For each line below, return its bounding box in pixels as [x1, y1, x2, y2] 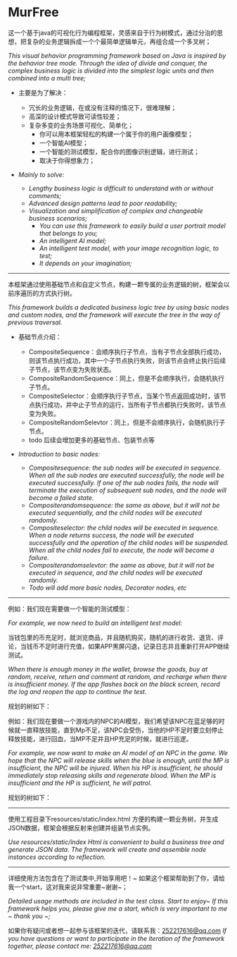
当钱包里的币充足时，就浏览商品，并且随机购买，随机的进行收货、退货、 [8, 633, 217, 642]
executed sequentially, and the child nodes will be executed [28, 508, 203, 517]
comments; [28, 191, 62, 200]
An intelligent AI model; [39, 236, 107, 245]
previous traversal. [8, 318, 63, 327]
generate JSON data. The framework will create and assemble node [8, 845, 207, 853]
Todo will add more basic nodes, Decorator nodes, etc [28, 583, 187, 592]
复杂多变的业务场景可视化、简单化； [28, 121, 134, 129]
